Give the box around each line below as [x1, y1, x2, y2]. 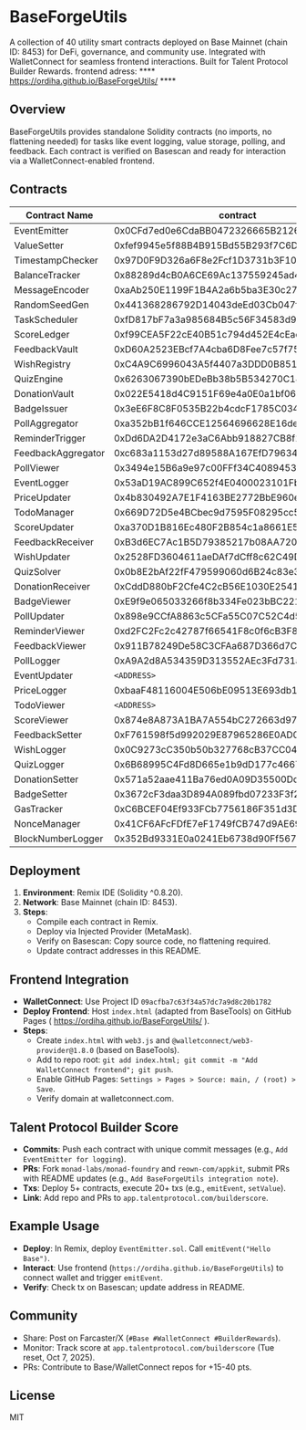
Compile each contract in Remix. [36, 916, 159, 927]
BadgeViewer [14, 595, 71, 608]
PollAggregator [14, 417, 79, 430]
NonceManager [14, 817, 81, 830]
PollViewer [14, 461, 60, 474]
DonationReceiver [14, 579, 91, 592]
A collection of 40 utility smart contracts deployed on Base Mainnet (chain [9, 37, 289, 47]
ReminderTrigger [14, 432, 87, 444]
